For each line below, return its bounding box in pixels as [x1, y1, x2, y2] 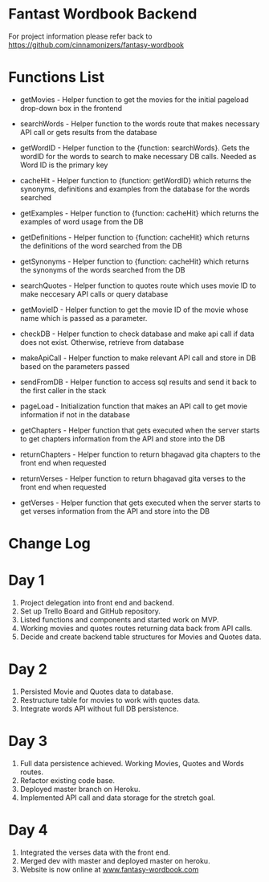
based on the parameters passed [19, 361, 130, 371]
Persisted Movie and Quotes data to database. [19, 687, 174, 696]
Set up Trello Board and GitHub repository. [19, 606, 161, 616]
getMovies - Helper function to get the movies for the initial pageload [19, 94, 249, 105]
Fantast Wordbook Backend [8, 5, 198, 23]
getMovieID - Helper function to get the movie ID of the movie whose [19, 305, 249, 314]
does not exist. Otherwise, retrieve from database [19, 337, 185, 347]
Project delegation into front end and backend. [19, 598, 174, 607]
